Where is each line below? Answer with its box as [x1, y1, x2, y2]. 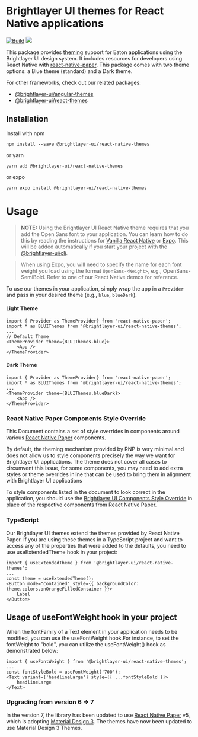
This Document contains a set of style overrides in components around [6, 428, 180, 435]
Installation [6, 114, 49, 124]
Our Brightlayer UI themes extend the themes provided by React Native [6, 529, 180, 537]
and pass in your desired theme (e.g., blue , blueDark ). [6, 291, 138, 298]
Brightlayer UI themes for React [6, 4, 164, 18]
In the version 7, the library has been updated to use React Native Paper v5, [6, 712, 190, 719]
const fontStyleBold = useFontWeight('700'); [6, 669, 120, 675]
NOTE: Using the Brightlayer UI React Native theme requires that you [20, 224, 189, 231]
